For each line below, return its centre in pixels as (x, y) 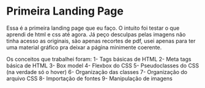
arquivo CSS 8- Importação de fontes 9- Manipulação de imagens (89, 78)
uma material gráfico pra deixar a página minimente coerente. (84, 47)
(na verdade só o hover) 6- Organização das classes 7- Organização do (97, 72)
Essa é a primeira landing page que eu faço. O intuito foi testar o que (93, 28)
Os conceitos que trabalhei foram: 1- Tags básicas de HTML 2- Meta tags (99, 59)
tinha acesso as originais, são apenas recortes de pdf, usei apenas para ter (101, 41)
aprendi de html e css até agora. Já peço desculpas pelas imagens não (96, 34)
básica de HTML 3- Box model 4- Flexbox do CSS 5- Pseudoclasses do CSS (103, 66)
